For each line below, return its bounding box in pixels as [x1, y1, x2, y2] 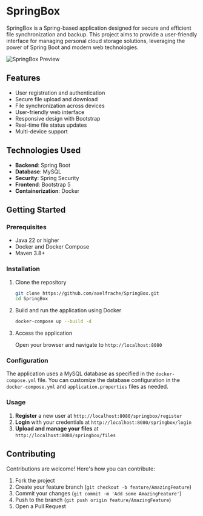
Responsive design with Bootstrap [15, 115, 101, 122]
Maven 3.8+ [15, 250, 45, 257]
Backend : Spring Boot [15, 161, 71, 169]
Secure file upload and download [15, 95, 98, 102]
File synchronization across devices [15, 102, 105, 109]
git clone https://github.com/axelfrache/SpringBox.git [15, 290, 159, 297]
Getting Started [6, 204, 66, 215]
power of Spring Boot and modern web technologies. [6, 44, 139, 51]
